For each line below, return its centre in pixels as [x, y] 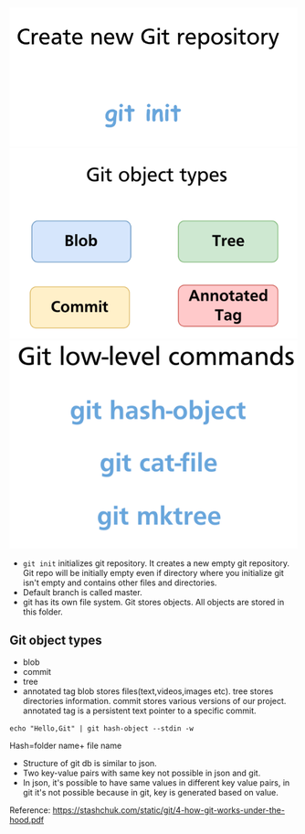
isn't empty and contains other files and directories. [120, 583]
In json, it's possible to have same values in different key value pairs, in [156, 783]
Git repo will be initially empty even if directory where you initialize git [153, 572]
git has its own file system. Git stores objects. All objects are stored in [153, 602]
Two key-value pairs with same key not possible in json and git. [142, 773]
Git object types [56, 640]
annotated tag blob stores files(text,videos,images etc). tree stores [148, 691]
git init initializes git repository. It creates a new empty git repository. [156, 563]
